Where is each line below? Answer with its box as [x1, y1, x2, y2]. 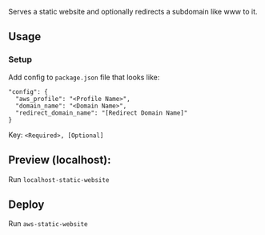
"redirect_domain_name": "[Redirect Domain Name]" [15, 108, 188, 117]
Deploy [8, 197, 45, 211]
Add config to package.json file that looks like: [8, 72, 160, 82]
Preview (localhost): [8, 153, 111, 167]
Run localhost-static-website [8, 174, 110, 184]
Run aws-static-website [8, 219, 88, 229]
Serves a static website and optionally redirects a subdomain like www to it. [8, 7, 258, 16]
